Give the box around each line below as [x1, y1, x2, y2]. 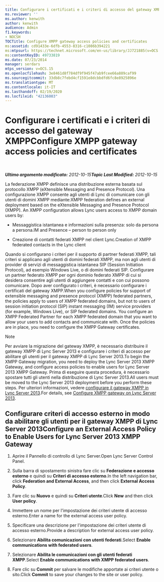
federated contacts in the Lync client [12, 242, 86, 248]
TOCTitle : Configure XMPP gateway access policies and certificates [5, 39, 147, 44]
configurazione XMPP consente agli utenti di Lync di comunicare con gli [5, 192, 150, 197]
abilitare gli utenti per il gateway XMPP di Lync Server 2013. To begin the [5, 354, 150, 360]
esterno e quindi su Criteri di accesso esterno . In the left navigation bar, [12, 473, 158, 479]
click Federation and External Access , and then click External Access [12, 478, 155, 484]
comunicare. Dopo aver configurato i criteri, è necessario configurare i [5, 283, 147, 289]
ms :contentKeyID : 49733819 [5, 52, 60, 58]
